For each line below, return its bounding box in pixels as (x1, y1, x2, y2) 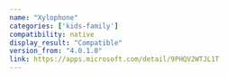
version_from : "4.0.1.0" (9, 47, 103, 56)
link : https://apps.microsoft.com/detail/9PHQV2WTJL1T (9, 55, 220, 64)
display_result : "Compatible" (9, 38, 123, 48)
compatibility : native (9, 30, 95, 39)
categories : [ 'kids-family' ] (9, 22, 119, 30)
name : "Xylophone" (9, 13, 78, 22)
